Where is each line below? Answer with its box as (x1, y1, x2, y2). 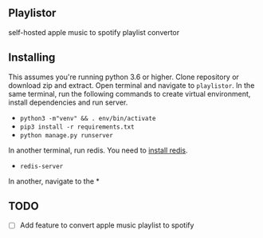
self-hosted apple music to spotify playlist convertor (8, 27, 180, 37)
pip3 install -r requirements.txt (19, 123, 135, 131)
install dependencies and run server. (8, 97, 128, 107)
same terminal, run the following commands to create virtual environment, (8, 89, 251, 98)
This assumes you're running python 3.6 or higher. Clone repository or (8, 72, 239, 81)
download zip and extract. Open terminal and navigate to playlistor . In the (8, 80, 255, 90)
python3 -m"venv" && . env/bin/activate (19, 114, 156, 122)
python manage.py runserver (19, 131, 113, 139)
